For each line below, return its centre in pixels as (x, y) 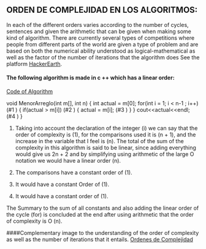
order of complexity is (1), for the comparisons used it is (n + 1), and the (105, 135)
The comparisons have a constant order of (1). (74, 173)
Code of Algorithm (30, 92)
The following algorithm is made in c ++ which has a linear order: (90, 78)
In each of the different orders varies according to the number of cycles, (97, 24)
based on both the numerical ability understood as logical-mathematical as (101, 51)
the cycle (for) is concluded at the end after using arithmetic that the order (100, 215)
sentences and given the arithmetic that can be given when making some (99, 31)
